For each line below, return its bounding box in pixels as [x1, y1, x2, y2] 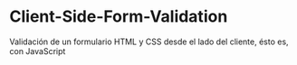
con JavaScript [9, 45, 66, 56]
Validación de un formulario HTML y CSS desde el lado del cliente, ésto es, [9, 36, 289, 47]
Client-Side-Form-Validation [9, 6, 228, 27]
